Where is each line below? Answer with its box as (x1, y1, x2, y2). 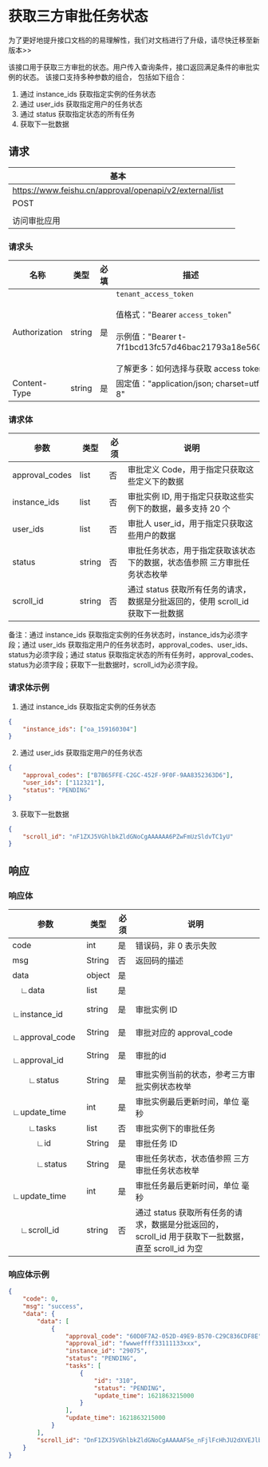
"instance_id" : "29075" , (65, 1347, 148, 1355)
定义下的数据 (135, 476, 184, 488)
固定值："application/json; (115, 378, 214, 389)
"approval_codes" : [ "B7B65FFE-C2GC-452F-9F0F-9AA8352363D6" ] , (22, 771, 234, 779)
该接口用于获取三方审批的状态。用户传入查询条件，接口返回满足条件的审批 (8, 62, 253, 72)
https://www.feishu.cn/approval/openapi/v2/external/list (12, 185, 224, 196)
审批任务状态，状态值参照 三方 (135, 1153, 250, 1164)
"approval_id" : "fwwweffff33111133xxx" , (65, 1340, 202, 1348)
